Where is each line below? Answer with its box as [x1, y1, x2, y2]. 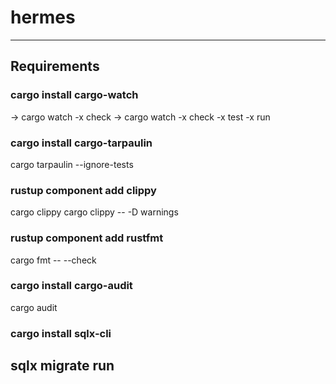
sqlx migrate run [10, 357, 115, 375]
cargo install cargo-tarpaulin [10, 136, 153, 150]
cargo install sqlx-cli [10, 326, 112, 340]
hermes [10, 6, 76, 29]
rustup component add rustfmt [10, 231, 164, 245]
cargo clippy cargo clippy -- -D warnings [10, 206, 179, 218]
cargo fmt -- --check [10, 254, 97, 266]
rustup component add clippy [10, 183, 157, 197]
